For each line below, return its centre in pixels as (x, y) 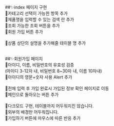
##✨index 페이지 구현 (26, 7)
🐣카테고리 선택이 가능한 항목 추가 (37, 13)
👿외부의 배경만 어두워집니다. (32, 112)
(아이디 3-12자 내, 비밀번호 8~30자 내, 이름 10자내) (54, 71)
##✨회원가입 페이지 (24, 59)
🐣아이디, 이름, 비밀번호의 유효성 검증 (40, 65)
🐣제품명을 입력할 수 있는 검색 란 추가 (40, 19)
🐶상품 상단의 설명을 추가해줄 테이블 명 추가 (46, 43)
